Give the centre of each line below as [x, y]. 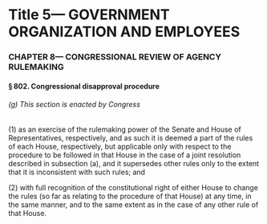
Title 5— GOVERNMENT [89, 15]
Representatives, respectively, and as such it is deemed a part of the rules [131, 137]
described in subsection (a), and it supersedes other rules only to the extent [133, 163]
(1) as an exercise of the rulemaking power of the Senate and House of [125, 129]
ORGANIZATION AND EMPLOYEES [124, 32]
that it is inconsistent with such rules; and [77, 172]
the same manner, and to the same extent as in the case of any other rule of [133, 204]
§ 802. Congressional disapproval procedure [84, 86]
